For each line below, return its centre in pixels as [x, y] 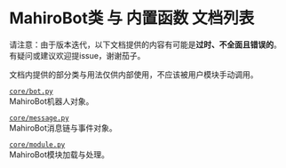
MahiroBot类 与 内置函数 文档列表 [132, 18]
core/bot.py [31, 91]
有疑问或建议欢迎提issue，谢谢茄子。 [77, 55]
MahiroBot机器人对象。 [52, 101]
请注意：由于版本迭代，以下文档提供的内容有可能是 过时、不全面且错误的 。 [145, 44]
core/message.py [39, 118]
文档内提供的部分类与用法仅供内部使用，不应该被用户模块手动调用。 [134, 74]
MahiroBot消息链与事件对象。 [63, 128]
